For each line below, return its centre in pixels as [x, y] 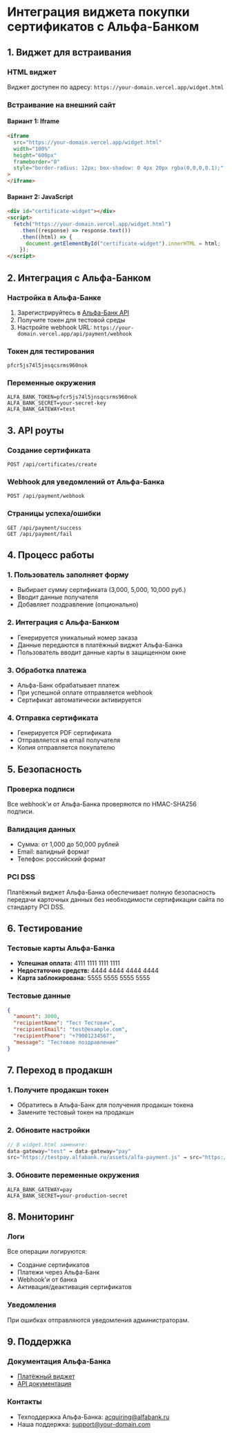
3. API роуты [36, 430]
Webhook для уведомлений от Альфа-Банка [86, 482]
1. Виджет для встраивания [69, 52]
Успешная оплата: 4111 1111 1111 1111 [68, 963]
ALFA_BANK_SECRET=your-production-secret [68, 1196]
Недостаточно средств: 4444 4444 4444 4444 [88, 971]
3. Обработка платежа [47, 670]
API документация [44, 1384]
